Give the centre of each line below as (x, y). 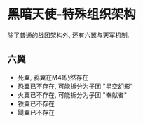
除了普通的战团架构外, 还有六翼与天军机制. (68, 35)
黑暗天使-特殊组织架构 (72, 14)
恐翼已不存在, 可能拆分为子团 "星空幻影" (75, 86)
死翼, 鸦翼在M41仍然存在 (53, 77)
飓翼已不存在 (36, 112)
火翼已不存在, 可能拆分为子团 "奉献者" (72, 94)
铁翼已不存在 (36, 103)
